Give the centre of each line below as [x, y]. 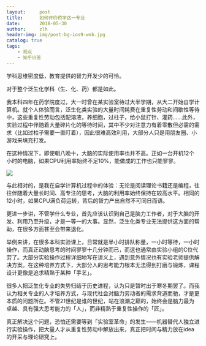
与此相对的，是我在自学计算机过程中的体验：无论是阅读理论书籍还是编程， [100, 185]
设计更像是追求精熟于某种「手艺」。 [51, 273]
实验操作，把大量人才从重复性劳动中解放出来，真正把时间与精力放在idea [103, 329]
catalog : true [25, 40]
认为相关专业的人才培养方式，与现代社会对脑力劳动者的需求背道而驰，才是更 [103, 293]
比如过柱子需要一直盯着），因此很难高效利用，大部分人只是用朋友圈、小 [107, 132]
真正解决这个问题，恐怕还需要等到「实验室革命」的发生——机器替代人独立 [100, 322]
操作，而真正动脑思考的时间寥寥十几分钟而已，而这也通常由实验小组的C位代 [102, 249]
